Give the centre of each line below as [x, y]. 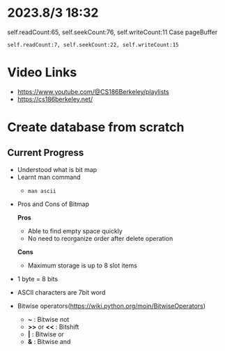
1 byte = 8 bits [37, 279]
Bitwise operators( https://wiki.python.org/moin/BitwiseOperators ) [111, 306]
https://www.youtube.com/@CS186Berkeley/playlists [93, 91]
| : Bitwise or [46, 334]
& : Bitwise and [49, 341]
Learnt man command [49, 177]
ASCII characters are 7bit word [61, 292]
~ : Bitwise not [48, 319]
